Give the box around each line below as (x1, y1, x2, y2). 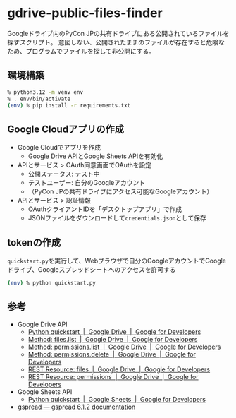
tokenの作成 (7, 237, 61, 249)
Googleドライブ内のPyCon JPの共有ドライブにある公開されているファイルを (7, 29, 230, 37)
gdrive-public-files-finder (7, 5, 163, 21)
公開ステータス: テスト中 (27, 169, 100, 178)
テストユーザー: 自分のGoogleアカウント (27, 179, 146, 187)
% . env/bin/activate (7, 95, 71, 102)
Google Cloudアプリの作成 (7, 123, 125, 135)
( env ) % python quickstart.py (7, 280, 97, 287)
